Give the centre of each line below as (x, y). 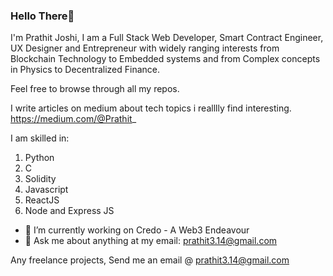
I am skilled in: (40, 138)
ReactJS (42, 200)
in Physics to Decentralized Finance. (85, 70)
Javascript (46, 190)
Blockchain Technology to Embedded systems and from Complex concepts (165, 59)
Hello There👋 (42, 16)
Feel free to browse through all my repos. (95, 89)
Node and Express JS (69, 211)
